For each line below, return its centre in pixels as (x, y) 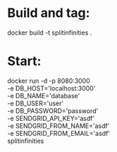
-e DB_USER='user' (36, 103)
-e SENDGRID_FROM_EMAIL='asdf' (59, 133)
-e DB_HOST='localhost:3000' (51, 88)
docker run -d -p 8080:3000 (49, 81)
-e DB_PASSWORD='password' (53, 110)
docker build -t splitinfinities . (50, 33)
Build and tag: (49, 13)
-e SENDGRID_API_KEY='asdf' (51, 118)
